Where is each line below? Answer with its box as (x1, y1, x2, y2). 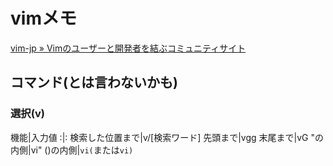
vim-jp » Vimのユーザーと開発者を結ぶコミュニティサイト (10, 42, 247, 54)
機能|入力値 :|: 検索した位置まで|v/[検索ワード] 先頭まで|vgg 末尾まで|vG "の (10, 131, 324, 143)
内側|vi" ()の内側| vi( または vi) (10, 144, 134, 156)
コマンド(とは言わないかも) (10, 74, 178, 91)
